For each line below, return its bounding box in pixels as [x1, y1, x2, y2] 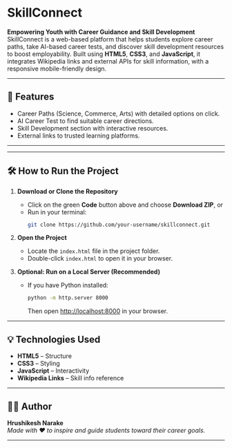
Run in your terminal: [27, 207, 87, 216]
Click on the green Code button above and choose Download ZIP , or [27, 200, 223, 209]
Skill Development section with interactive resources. [17, 124, 168, 132]
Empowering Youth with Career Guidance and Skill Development [7, 28, 195, 36]
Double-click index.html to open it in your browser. [27, 254, 173, 263]
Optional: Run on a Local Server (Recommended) [17, 268, 161, 276]
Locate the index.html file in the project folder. [27, 247, 160, 255]
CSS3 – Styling [17, 360, 60, 368]
